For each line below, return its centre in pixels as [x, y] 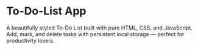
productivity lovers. [30, 40]
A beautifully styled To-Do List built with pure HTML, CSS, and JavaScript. [100, 28]
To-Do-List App [46, 11]
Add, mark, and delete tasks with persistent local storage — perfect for [95, 34]
